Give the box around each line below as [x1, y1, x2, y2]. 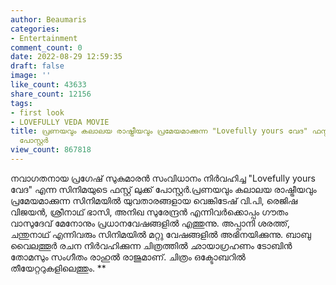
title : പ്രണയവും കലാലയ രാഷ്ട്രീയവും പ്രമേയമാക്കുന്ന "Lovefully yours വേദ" [10, 126, 308, 136]
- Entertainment [10, 33, 78, 43]
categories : [10, 24, 60, 34]
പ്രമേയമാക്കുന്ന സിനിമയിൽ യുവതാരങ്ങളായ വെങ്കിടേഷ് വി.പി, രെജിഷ [10, 194, 298, 206]
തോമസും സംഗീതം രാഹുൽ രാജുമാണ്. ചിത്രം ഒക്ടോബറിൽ [10, 251, 246, 263]
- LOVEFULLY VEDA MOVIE [10, 117, 110, 127]
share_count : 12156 [10, 89, 92, 99]
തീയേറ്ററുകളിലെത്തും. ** [10, 262, 107, 274]
